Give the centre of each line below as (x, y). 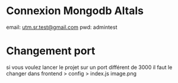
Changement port (51, 51)
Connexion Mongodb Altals (75, 11)
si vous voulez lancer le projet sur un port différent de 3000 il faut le (89, 67)
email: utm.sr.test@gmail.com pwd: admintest (62, 27)
